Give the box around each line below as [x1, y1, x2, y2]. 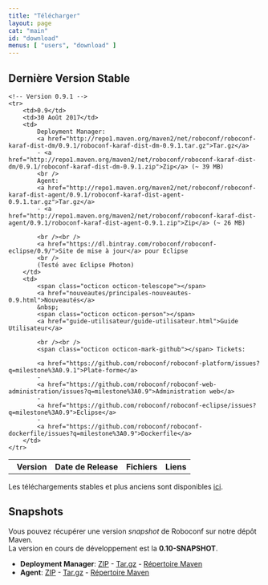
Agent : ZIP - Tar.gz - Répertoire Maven [19, 567, 150, 577]
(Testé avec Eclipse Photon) [37, 261, 135, 269]
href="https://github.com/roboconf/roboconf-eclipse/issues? [47, 401, 257, 409]
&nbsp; [37, 303, 59, 311]
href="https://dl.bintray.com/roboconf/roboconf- [47, 240, 217, 248]
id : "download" [8, 34, 59, 43]
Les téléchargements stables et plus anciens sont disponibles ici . [8, 481, 223, 491]
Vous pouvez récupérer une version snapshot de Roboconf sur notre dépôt [8, 526, 257, 536]
